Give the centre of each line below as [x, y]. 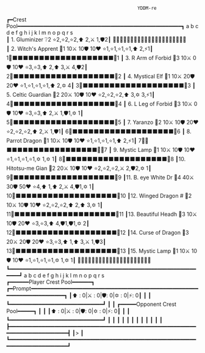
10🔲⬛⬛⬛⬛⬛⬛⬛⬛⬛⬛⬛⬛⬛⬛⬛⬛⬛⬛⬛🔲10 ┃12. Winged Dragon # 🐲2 [99, 196]
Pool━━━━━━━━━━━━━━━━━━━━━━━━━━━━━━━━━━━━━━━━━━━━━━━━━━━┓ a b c [103, 26]
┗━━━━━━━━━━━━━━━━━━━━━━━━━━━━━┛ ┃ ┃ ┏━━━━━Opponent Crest [92, 304]
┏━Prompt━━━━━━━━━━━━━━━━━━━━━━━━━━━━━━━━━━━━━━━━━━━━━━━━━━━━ [102, 288]
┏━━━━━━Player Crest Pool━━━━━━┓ [51, 282]
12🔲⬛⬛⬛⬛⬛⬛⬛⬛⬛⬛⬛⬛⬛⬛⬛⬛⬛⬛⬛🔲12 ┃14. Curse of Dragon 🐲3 [98, 233]
